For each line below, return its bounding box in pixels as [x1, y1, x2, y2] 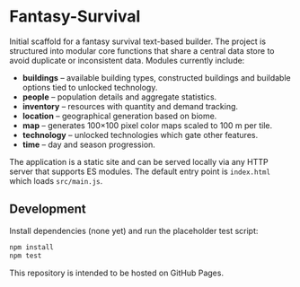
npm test [9, 251, 42, 260]
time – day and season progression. [22, 139, 155, 150]
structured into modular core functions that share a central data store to [9, 45, 275, 56]
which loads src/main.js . [9, 175, 103, 186]
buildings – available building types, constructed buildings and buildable [22, 72, 291, 83]
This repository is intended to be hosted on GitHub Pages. [9, 267, 225, 278]
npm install [9, 242, 54, 252]
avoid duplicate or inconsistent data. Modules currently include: [9, 55, 245, 65]
